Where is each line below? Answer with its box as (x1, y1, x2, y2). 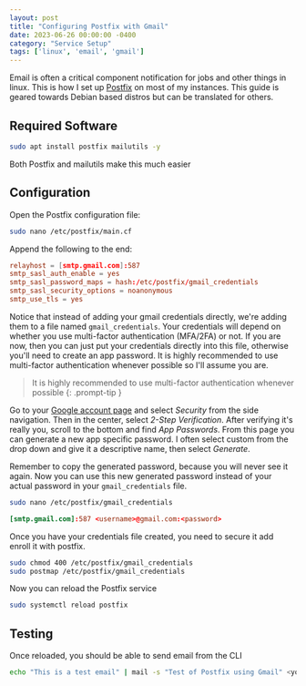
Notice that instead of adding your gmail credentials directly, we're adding (9, 311, 287, 322)
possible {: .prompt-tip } (31, 386, 123, 397)
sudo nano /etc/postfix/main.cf (9, 227, 132, 236)
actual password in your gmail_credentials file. (9, 480, 188, 491)
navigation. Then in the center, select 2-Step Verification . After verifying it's (9, 414, 293, 425)
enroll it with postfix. (9, 540, 86, 551)
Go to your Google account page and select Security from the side (9, 404, 260, 415)
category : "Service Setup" (9, 38, 112, 48)
